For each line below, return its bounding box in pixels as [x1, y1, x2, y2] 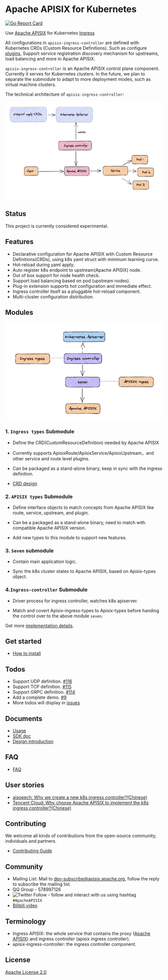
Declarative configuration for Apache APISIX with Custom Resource [12, 251, 153, 257]
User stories [5, 781, 44, 789]
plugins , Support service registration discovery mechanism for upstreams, [5, 50, 159, 56]
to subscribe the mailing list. [12, 881, 71, 887]
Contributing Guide [12, 848, 52, 854]
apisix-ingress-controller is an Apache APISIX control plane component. [5, 65, 160, 71]
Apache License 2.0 [5, 969, 47, 975]
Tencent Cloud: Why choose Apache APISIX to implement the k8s [12, 799, 149, 805]
